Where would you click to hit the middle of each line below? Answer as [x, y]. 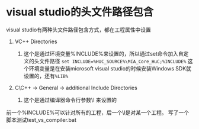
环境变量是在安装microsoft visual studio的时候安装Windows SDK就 [110, 68]
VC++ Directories [36, 41]
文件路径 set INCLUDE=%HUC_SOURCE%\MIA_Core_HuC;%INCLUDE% [113, 61]
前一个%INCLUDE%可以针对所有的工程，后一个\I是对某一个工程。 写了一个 [98, 112]
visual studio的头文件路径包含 [80, 12]
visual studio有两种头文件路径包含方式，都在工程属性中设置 [78, 30]
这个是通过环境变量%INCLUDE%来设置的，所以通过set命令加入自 [103, 53]
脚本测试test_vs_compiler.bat [41, 120]
